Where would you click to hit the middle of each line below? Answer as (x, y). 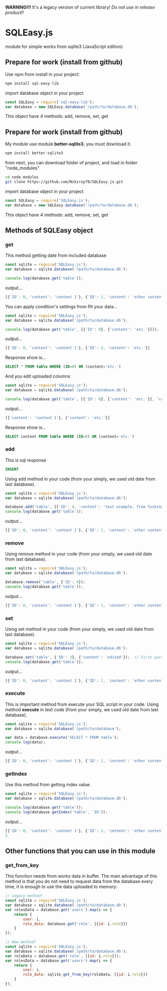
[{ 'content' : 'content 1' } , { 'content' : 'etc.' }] (58, 418)
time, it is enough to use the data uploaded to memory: (61, 887)
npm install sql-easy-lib (32, 83)
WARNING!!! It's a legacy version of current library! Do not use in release (80, 7)
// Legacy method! (24, 896)
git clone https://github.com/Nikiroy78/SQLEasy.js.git (64, 182)
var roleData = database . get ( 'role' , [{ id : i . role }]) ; (63, 956)
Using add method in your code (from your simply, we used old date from (80, 479)
